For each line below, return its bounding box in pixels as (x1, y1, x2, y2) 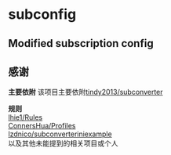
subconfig (8, 5, 77, 23)
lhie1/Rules (8, 113, 43, 122)
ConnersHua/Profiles (8, 121, 76, 131)
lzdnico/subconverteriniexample (8, 129, 112, 139)
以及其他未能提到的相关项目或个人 (8, 139, 118, 148)
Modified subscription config (8, 37, 155, 50)
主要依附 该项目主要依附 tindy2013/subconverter (8, 88, 163, 97)
